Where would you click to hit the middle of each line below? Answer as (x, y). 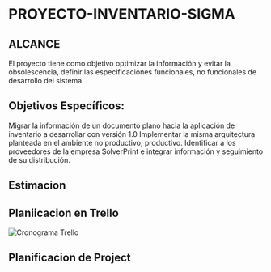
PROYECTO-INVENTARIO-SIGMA (122, 14)
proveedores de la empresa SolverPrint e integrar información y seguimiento (136, 151)
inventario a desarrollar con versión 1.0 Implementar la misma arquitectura (132, 134)
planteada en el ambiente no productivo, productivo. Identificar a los (122, 142)
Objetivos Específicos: (67, 106)
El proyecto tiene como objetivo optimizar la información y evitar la (119, 63)
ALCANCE (34, 44)
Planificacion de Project (70, 258)
